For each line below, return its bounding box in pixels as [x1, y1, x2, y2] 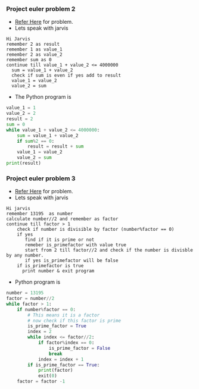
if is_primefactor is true [17, 263, 84, 269]
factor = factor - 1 [17, 378, 66, 385]
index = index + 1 [38, 356, 84, 362]
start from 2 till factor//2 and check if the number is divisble [24, 247, 194, 253]
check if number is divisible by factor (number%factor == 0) [17, 227, 175, 233]
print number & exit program [21, 268, 95, 274]
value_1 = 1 [6, 105, 36, 111]
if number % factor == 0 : [17, 306, 76, 312]
